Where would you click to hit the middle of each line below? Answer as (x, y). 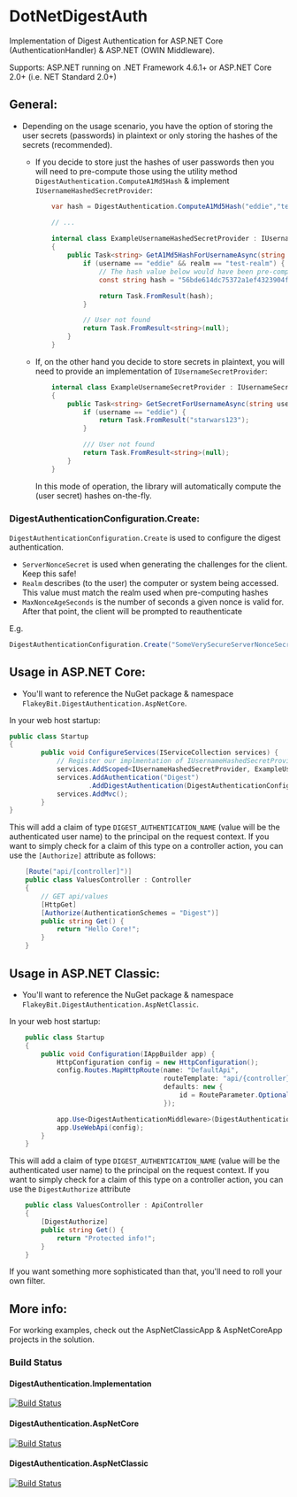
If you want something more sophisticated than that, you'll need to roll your (146, 1271)
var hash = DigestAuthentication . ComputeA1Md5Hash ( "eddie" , (164, 206)
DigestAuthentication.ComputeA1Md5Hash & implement (132, 181)
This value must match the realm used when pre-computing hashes (145, 592)
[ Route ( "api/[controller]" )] (79, 872)
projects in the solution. (52, 1339)
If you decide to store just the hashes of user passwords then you (155, 162)
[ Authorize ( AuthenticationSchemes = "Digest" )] (130, 913)
